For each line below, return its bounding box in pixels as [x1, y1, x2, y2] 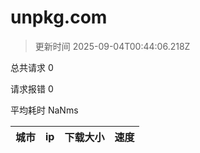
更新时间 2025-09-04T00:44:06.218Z [34, 40, 191, 52]
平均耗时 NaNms [10, 104, 79, 116]
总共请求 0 [10, 61, 54, 73]
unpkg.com [10, 6, 108, 29]
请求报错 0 [10, 82, 54, 95]
